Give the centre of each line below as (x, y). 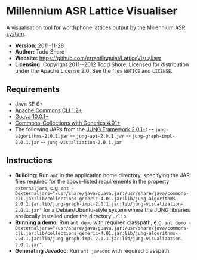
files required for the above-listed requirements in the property (92, 181)
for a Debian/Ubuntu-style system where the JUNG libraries (117, 209)
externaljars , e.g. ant (42, 188)
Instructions (29, 161)
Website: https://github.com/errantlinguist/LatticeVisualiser (88, 58)
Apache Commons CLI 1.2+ (48, 110)
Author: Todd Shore (40, 51)
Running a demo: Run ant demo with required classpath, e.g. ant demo (100, 222)
